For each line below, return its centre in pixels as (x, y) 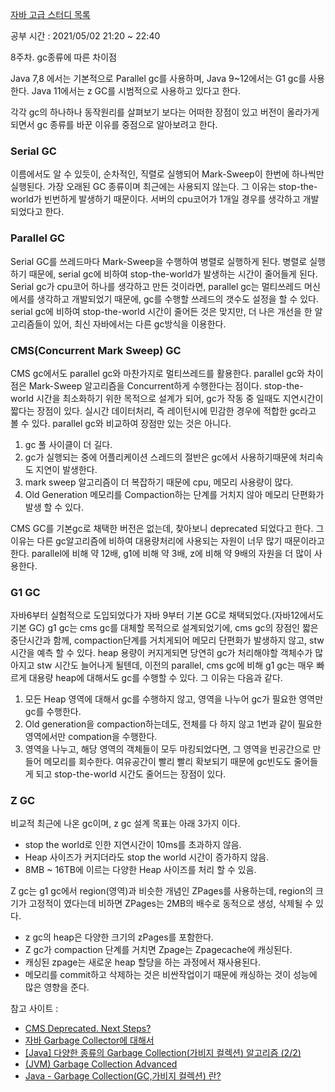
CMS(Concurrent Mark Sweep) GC (96, 350)
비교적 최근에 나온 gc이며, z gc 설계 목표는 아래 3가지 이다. (125, 824)
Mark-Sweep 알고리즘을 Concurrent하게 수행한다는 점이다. (145, 385)
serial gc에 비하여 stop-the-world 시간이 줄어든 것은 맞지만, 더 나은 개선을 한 (161, 311)
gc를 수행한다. (53, 712)
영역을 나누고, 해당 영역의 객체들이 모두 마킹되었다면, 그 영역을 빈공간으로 (167, 749)
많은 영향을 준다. (57, 987)
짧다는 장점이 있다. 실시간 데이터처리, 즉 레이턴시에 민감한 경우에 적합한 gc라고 (163, 410)
